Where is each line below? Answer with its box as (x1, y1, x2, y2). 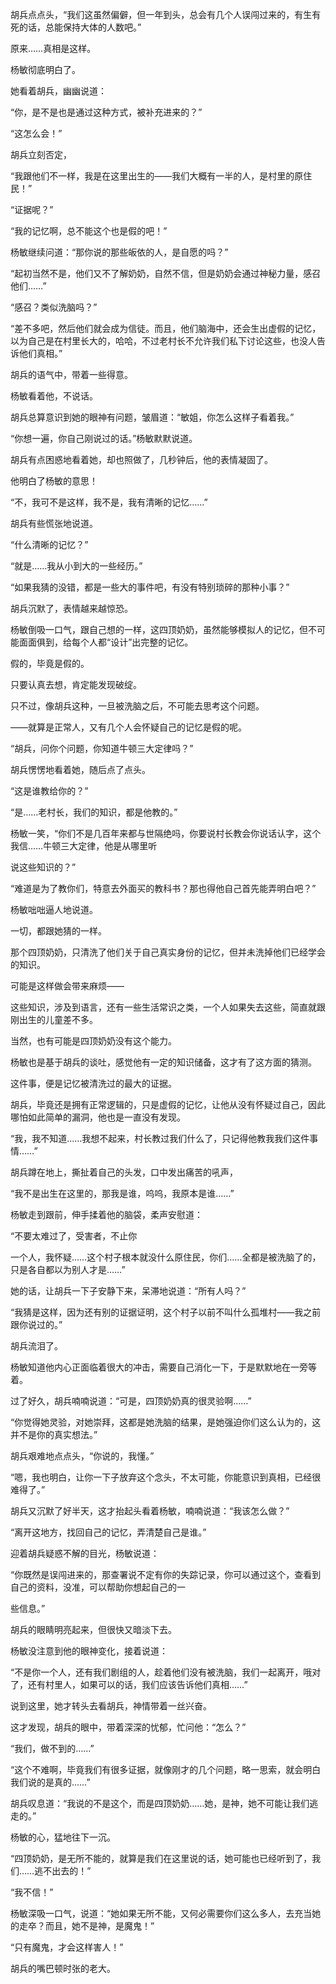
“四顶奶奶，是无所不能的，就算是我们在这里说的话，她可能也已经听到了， (10, 1853, 313, 1864)
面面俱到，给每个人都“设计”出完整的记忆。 (18, 636, 194, 648)
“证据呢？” (10, 204, 54, 215)
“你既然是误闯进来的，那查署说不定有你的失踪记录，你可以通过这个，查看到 (10, 1569, 322, 1580)
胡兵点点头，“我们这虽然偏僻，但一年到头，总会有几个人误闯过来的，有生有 (10, 9, 322, 20)
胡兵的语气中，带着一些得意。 (10, 369, 133, 380)
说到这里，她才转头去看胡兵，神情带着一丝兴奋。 (10, 1700, 212, 1712)
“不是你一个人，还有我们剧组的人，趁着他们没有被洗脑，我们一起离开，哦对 (10, 1666, 322, 1678)
